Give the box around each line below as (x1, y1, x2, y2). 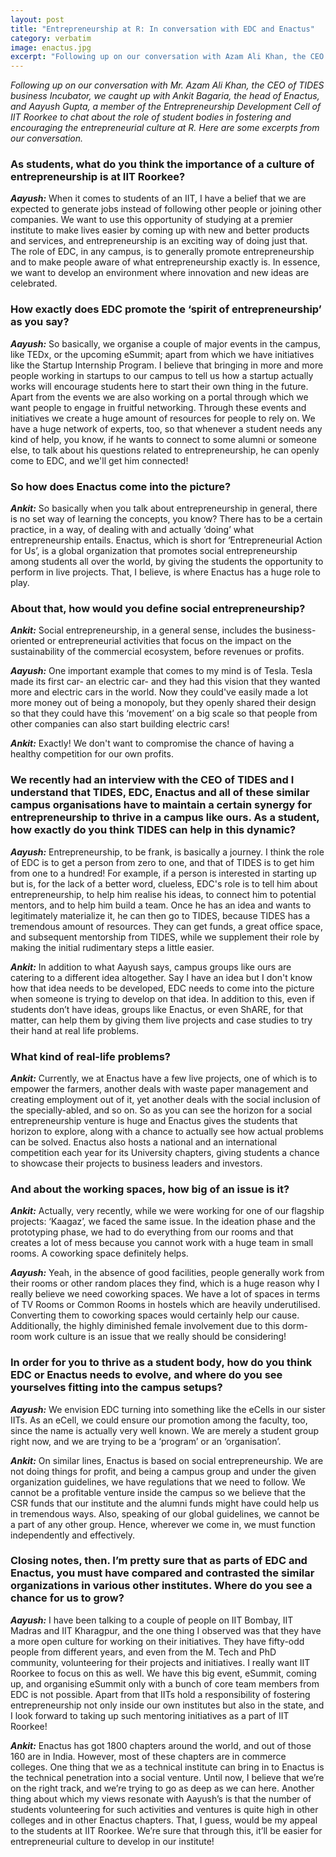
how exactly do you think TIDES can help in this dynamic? (10, 823, 297, 837)
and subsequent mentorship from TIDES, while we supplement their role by (10, 931, 320, 943)
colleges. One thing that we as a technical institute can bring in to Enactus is (10, 1761, 325, 1773)
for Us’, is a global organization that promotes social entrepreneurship (10, 545, 298, 557)
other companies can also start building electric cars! (10, 718, 230, 730)
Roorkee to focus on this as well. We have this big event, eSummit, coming (10, 1667, 317, 1679)
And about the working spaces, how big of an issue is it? (10, 1182, 290, 1196)
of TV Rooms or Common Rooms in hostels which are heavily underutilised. (10, 1299, 321, 1311)
